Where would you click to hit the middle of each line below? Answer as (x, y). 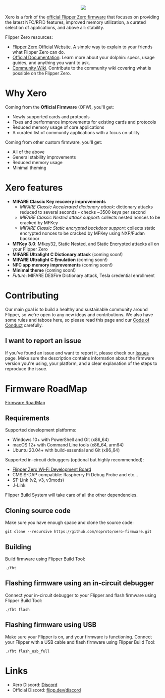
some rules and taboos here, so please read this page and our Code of (77, 320)
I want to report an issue (43, 341)
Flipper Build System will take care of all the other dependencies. (71, 495)
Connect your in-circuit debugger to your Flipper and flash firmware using (81, 595)
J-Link (19, 485)
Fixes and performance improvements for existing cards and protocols (84, 122)
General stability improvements (44, 157)
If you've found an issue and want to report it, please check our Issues (77, 352)
